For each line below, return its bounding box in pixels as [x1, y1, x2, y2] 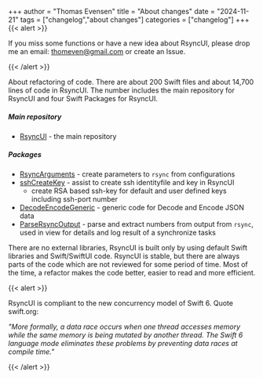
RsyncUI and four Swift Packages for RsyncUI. [8, 94, 159, 103]
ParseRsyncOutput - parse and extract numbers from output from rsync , [19, 219, 254, 228]
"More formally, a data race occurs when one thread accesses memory [8, 322, 241, 331]
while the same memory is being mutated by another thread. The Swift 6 [8, 330, 243, 340]
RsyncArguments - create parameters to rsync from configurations [19, 169, 236, 179]
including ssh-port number [31, 194, 118, 203]
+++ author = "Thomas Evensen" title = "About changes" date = [8, 7, 216, 16]
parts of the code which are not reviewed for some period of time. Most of [8, 259, 249, 269]
